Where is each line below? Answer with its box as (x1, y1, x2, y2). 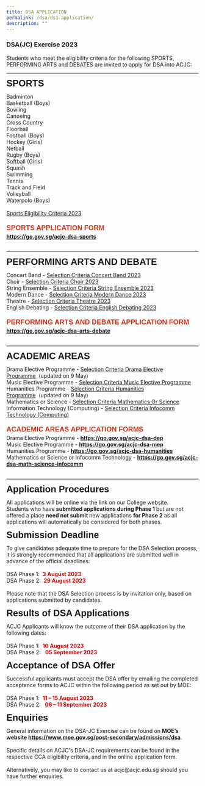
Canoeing (6, 112, 31, 120)
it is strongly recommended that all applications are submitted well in (6, 550, 179, 558)
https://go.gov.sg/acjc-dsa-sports (6, 233, 96, 240)
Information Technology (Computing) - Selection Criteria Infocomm (6, 404, 175, 412)
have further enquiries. (6, 773, 64, 780)
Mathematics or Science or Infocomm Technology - (6, 453, 136, 461)
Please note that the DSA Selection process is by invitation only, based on (6, 589, 192, 597)
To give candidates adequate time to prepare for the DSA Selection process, (6, 544, 198, 552)
